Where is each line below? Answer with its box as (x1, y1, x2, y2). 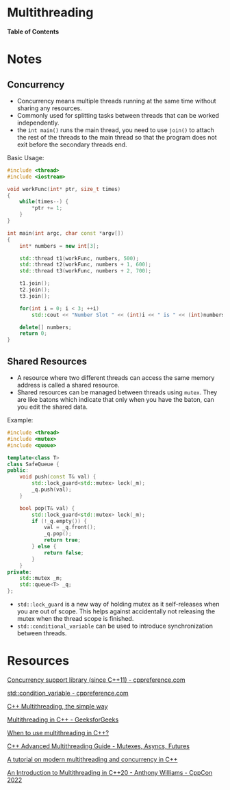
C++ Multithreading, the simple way (7, 702, 108, 710)
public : (7, 467, 29, 474)
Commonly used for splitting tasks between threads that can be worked (16, 111, 220, 119)
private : (7, 568, 32, 576)
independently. (16, 118, 60, 127)
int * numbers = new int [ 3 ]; (19, 242, 99, 249)
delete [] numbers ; (19, 324, 72, 331)
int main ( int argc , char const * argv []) (7, 229, 125, 237)
